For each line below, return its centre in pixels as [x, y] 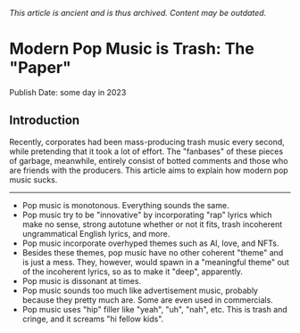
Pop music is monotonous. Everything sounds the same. [125, 205]
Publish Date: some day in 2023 [68, 92]
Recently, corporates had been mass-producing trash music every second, [147, 142]
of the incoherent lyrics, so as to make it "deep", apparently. [133, 272]
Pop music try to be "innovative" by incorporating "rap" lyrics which [147, 215]
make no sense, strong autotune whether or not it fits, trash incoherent [152, 224]
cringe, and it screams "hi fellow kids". [93, 319]
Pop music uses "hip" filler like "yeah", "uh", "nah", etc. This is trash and [154, 309]
